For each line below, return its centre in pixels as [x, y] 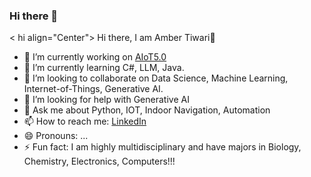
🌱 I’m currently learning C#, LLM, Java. [104, 68]
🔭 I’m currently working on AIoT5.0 [95, 57]
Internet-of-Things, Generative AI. [93, 89]
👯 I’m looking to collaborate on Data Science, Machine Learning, [156, 78]
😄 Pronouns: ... [56, 136]
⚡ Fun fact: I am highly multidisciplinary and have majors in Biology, [162, 147]
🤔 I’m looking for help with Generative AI [106, 100]
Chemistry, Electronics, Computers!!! [99, 161]
